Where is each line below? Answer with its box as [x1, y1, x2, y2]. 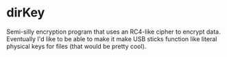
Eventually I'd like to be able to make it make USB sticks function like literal [6, 34, 217, 43]
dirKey [6, 5, 45, 21]
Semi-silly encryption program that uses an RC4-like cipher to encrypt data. [6, 27, 221, 36]
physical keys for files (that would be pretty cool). [6, 42, 147, 50]
